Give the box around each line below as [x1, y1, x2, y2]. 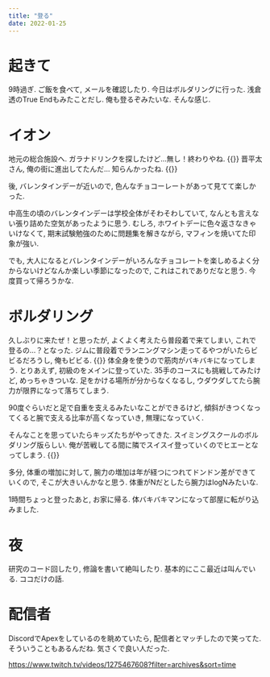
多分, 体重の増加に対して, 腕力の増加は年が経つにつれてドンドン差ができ [8, 467, 250, 477]
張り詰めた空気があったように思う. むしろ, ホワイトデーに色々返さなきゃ [15, 218, 256, 228]
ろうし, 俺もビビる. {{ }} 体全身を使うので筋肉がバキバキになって [29, 355, 242, 365]
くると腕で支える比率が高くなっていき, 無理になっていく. [15, 413, 204, 423]
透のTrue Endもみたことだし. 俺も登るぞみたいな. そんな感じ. [8, 94, 211, 105]
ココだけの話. [19, 574, 64, 584]
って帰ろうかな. [22, 276, 74, 286]
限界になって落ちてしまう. [22, 386, 110, 396]
